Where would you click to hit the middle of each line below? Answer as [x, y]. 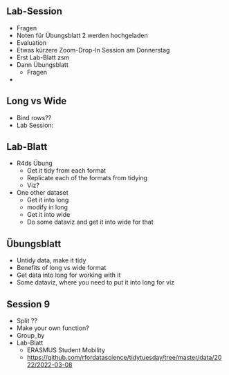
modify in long [47, 207]
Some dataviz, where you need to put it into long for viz [95, 282]
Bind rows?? [34, 117]
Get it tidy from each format [66, 171]
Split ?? [27, 321]
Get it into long [48, 200]
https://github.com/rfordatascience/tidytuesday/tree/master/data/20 [124, 358]
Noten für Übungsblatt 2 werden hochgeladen [82, 35]
